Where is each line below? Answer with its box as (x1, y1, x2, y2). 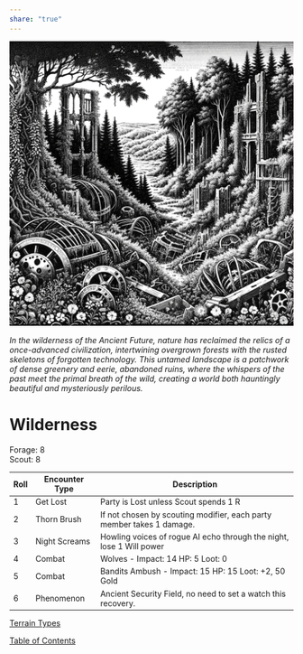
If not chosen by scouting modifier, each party (100, 509, 272, 519)
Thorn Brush (35, 514, 82, 525)
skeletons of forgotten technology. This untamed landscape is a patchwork (9, 353, 289, 365)
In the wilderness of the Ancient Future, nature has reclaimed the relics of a (9, 334, 290, 345)
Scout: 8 (9, 453, 41, 464)
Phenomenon (35, 593, 86, 604)
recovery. (100, 597, 136, 609)
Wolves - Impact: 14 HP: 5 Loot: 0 (100, 554, 228, 565)
